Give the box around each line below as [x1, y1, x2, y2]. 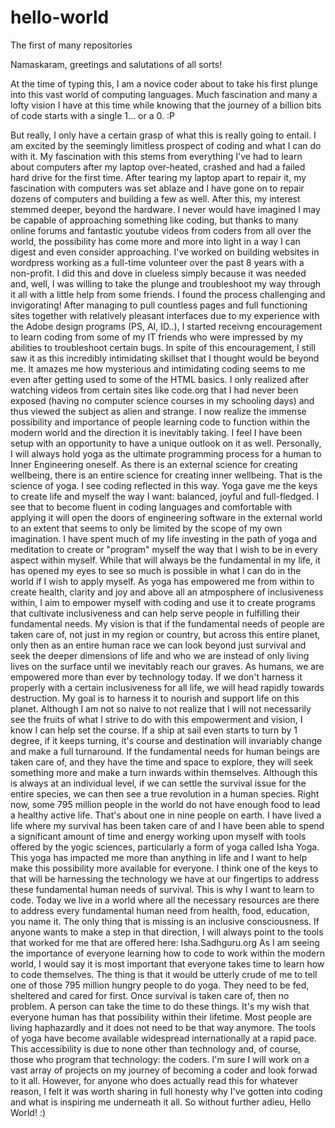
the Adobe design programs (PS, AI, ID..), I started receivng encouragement [10, 320, 323, 332]
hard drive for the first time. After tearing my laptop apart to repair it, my [10, 171, 307, 183]
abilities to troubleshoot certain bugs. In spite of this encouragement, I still [10, 341, 316, 353]
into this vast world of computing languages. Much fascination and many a [10, 88, 318, 100]
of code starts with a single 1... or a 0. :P [10, 109, 175, 121]
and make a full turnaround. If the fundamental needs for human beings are [10, 745, 320, 757]
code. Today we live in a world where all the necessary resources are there [10, 894, 320, 906]
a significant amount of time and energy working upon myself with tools [10, 830, 307, 842]
